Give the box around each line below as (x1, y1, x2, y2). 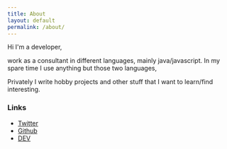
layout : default (7, 17, 55, 24)
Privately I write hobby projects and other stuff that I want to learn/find (7, 78, 214, 86)
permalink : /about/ (7, 23, 65, 30)
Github (17, 126, 38, 135)
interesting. (7, 85, 40, 94)
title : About (7, 10, 46, 18)
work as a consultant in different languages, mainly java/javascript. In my (7, 56, 221, 65)
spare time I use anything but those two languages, (7, 64, 157, 73)
